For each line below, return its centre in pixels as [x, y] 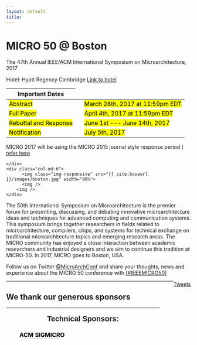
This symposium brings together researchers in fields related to [83, 224]
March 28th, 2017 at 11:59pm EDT [133, 104]
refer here [18, 153]
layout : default [26, 11]
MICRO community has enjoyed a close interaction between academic [91, 243]
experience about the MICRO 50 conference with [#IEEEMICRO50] [86, 273]
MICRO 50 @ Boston [57, 46]
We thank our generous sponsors [68, 297]
